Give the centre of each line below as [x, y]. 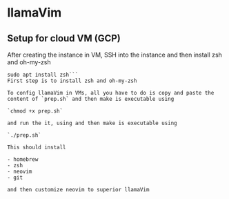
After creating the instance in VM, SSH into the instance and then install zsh [115, 55]
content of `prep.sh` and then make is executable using [91, 99]
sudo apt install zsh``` [43, 75]
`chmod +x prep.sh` [35, 111]
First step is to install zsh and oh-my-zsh [72, 81]
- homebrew [23, 160]
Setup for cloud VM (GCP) [64, 38]
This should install [37, 147]
